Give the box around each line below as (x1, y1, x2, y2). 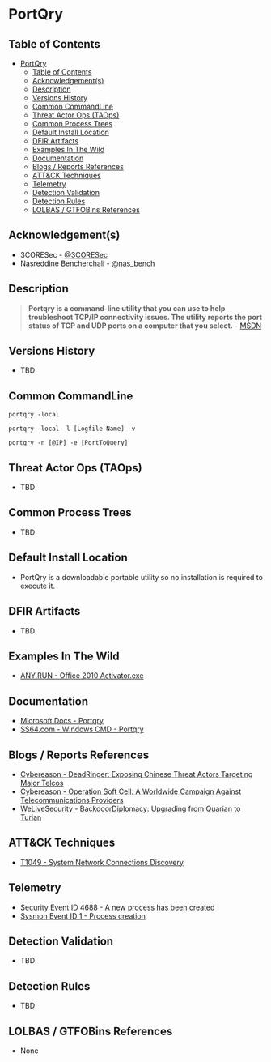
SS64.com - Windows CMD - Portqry (19, 724, 144, 734)
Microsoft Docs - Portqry (19, 716, 104, 726)
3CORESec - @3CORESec (19, 250, 108, 259)
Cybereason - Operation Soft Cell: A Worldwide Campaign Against (19, 787, 242, 796)
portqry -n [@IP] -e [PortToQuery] (8, 439, 129, 447)
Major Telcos (19, 778, 64, 787)
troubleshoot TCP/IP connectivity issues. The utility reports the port (28, 312, 263, 322)
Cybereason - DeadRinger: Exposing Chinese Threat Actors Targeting (19, 769, 253, 778)
